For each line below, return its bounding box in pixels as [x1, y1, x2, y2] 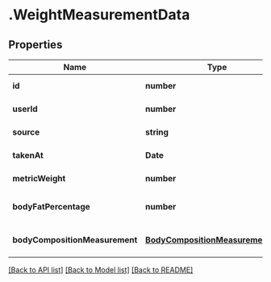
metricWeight [12, 173, 66, 184]
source [12, 126, 40, 138]
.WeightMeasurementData [8, 6, 190, 24]
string [144, 126, 169, 138]
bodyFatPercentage [12, 201, 90, 212]
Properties [8, 38, 63, 52]
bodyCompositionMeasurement [12, 234, 138, 245]
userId [12, 103, 38, 114]
